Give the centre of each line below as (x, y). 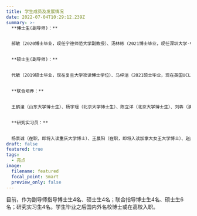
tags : (13, 155)
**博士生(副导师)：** (35, 28)
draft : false (22, 144)
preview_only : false (36, 182)
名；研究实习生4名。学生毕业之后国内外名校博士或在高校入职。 (82, 207)
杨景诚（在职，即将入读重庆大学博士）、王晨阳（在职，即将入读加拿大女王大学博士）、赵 (101, 138)
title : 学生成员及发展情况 (35, 11)
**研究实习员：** (30, 122)
